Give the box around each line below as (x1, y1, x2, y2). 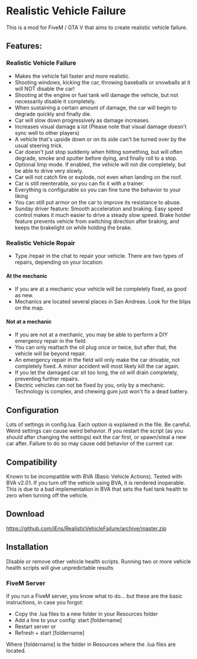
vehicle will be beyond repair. (14, 350, 86, 357)
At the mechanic (6, 272, 47, 279)
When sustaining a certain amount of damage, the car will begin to (14, 104, 177, 111)
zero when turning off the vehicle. (6, 491, 89, 499)
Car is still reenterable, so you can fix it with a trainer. (14, 179, 144, 187)
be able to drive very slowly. (14, 167, 84, 174)
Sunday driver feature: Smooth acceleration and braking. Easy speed (14, 205, 183, 212)
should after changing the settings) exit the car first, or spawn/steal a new (6, 434, 186, 441)
